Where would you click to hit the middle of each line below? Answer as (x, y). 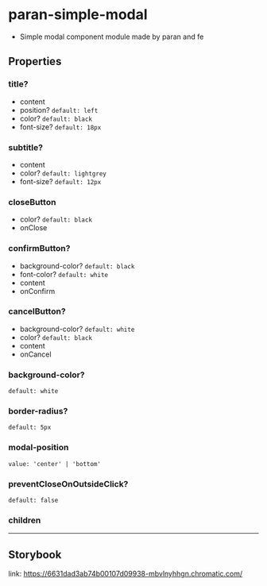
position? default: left (59, 110)
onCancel (35, 354)
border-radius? (38, 411)
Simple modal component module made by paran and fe (112, 37)
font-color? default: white (64, 274)
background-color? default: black (77, 266)
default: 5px (30, 428)
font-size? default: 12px (60, 181)
